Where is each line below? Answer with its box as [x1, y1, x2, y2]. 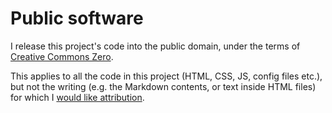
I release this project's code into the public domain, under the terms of [10, 40, 301, 52]
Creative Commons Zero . [10, 50, 114, 62]
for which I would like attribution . [10, 91, 145, 103]
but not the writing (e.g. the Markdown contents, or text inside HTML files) [10, 80, 317, 92]
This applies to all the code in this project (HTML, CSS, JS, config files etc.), [10, 70, 323, 82]
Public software [10, 7, 144, 30]
